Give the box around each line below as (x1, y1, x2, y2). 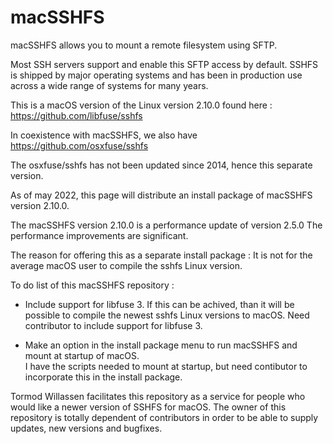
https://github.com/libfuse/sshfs (10, 109, 143, 121)
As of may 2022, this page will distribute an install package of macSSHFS (10, 189, 313, 201)
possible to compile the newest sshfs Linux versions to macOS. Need (24, 309, 310, 321)
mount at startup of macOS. (24, 349, 140, 361)
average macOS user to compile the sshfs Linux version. (10, 259, 243, 271)
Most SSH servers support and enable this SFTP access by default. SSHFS (10, 58, 319, 70)
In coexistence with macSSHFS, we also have (10, 129, 198, 141)
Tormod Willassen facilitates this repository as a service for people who (10, 390, 306, 402)
